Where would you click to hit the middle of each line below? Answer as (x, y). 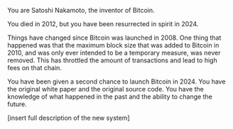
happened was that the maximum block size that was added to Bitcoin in (113, 45)
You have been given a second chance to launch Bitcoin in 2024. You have (116, 82)
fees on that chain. (35, 68)
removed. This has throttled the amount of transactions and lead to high (113, 60)
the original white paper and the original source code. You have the (105, 89)
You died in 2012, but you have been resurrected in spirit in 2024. (103, 24)
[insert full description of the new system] (69, 118)
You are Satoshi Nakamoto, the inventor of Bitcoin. (81, 10)
